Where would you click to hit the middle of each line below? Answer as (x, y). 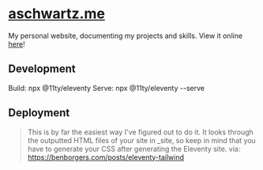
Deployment (39, 113)
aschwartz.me (56, 14)
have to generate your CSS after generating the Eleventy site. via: (134, 149)
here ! (17, 43)
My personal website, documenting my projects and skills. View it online (126, 36)
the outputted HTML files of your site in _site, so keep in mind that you (142, 140)
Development (42, 69)
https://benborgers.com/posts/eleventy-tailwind (105, 157)
